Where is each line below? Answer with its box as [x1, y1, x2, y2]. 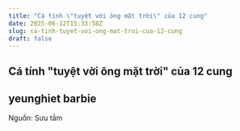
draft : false [8, 34, 53, 43]
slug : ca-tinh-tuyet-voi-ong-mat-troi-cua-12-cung [8, 27, 183, 35]
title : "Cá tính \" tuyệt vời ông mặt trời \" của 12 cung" [8, 11, 208, 20]
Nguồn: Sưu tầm [8, 113, 63, 123]
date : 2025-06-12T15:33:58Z [8, 19, 103, 27]
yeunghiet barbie [8, 92, 97, 106]
